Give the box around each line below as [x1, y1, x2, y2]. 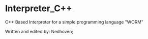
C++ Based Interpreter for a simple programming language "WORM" [5, 19, 144, 25]
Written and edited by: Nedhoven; [5, 28, 74, 34]
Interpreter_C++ [5, 3, 72, 14]
